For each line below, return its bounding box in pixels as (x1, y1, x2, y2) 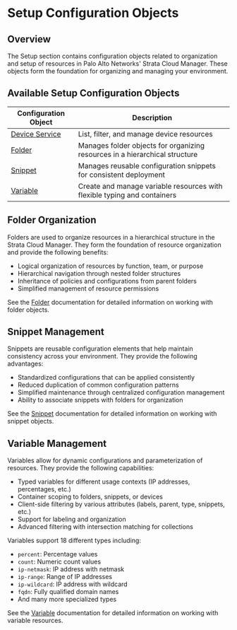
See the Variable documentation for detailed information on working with (7, 609, 219, 617)
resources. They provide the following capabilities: (7, 464, 154, 472)
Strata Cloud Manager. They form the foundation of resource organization (7, 240, 221, 249)
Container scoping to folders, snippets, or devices (17, 493, 164, 501)
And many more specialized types (17, 595, 117, 604)
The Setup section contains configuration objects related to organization (7, 52, 218, 60)
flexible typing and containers (78, 189, 177, 199)
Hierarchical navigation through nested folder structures (17, 269, 181, 277)
